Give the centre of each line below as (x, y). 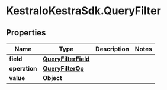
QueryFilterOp (63, 69)
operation (23, 69)
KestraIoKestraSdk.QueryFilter (83, 11)
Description (112, 49)
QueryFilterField (66, 59)
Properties (26, 33)
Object (52, 78)
